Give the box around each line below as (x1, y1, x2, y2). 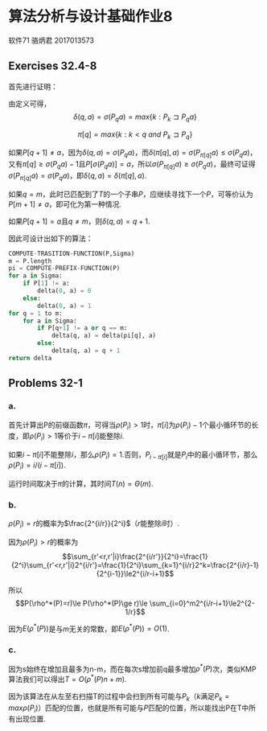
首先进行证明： (8, 81, 58, 91)
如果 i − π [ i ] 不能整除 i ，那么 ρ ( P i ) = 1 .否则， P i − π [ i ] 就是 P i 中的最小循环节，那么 (8, 450, 258, 461)
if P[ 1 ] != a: (23, 279, 70, 288)
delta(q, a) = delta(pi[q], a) (51, 331, 157, 340)
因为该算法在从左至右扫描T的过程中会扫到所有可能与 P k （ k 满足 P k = (8, 691, 230, 703)
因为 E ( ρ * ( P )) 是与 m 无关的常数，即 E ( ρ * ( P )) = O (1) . (8, 622, 170, 634)
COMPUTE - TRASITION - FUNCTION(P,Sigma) (8, 249, 135, 257)
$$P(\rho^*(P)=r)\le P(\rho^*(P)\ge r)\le (14, 598, 148, 608)
